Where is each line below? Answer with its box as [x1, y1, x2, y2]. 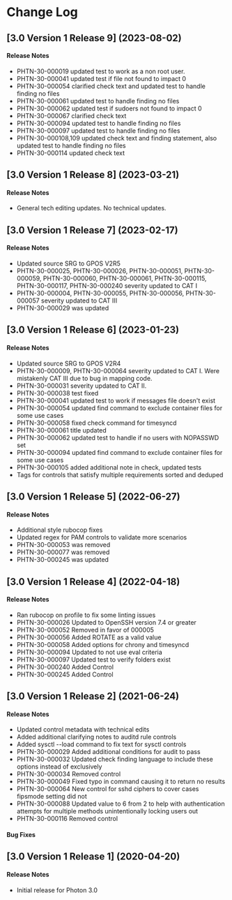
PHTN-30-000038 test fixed [16, 389, 99, 397]
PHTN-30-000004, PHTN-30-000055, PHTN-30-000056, [16, 289, 185, 297]
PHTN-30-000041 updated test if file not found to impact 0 [16, 74, 186, 82]
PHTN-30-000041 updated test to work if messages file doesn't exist [16, 396, 216, 405]
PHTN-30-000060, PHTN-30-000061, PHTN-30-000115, [42, 274, 207, 282]
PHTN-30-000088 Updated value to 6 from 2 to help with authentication [16, 799, 225, 808]
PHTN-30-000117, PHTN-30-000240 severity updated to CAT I [16, 281, 198, 290]
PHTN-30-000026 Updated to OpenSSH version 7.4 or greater [16, 618, 196, 626]
